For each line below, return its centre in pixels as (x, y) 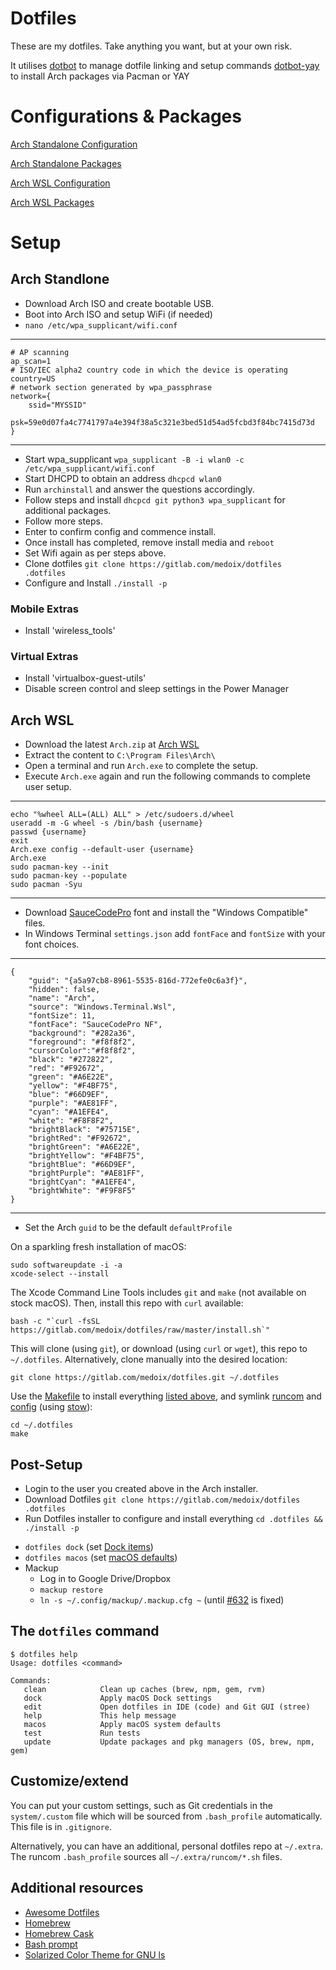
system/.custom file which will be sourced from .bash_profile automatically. (166, 1816)
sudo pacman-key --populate (69, 876)
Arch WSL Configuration (60, 183)
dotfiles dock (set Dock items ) (89, 1547)
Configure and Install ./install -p (96, 583)
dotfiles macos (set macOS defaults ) (101, 1558)
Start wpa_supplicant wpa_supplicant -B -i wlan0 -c (134, 459)
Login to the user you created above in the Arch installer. (141, 1489)
